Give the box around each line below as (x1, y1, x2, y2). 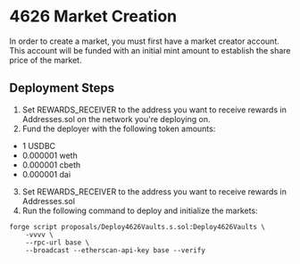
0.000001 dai (21, 169, 71, 179)
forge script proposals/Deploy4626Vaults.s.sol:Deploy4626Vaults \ (9, 222, 266, 231)
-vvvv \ (25, 230, 54, 239)
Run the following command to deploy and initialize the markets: (21, 205, 258, 216)
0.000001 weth (21, 150, 78, 161)
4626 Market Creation (9, 6, 178, 27)
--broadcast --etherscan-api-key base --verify (25, 245, 205, 255)
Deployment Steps (9, 80, 114, 95)
